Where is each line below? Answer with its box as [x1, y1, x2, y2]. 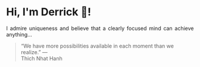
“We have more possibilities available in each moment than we [20, 42, 174, 49]
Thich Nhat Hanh [20, 55, 62, 62]
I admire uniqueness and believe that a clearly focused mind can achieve [6, 25, 194, 32]
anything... [6, 31, 33, 38]
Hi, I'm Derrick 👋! [6, 5, 91, 19]
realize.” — [20, 48, 48, 55]
